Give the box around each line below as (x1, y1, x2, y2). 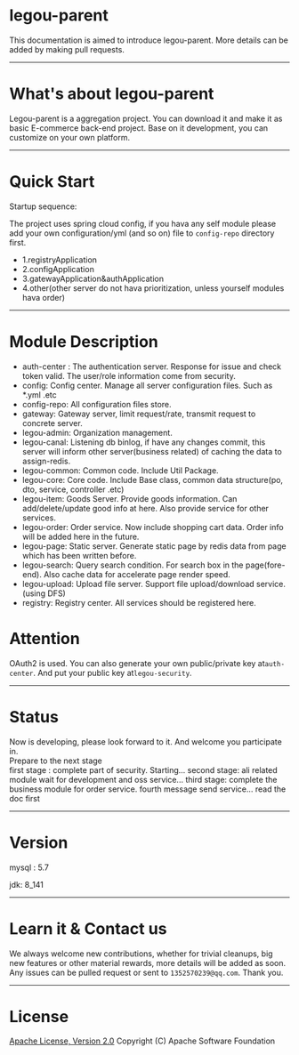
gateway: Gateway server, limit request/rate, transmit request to (21, 408, 256, 419)
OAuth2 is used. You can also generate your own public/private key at (9, 657, 265, 668)
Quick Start (9, 172, 95, 192)
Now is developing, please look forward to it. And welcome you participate (9, 736, 282, 747)
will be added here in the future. (21, 531, 140, 542)
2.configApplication (21, 263, 95, 274)
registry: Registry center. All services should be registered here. (21, 597, 256, 608)
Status (9, 706, 60, 727)
